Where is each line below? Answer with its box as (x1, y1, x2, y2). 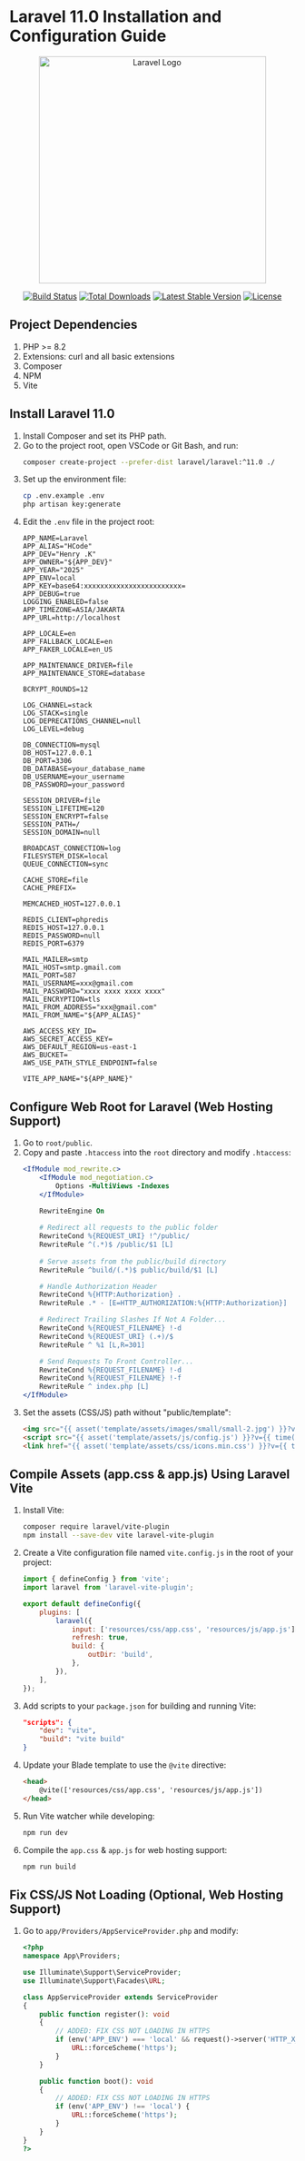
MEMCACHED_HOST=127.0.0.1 (22, 899, 121, 909)
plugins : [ (39, 1608, 81, 1617)
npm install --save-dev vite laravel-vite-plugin (22, 1531, 215, 1541)
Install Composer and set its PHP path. (22, 430, 167, 441)
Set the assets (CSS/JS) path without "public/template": (22, 1407, 231, 1418)
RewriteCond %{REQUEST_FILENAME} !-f (39, 1373, 182, 1383)
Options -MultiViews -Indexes (55, 1181, 170, 1191)
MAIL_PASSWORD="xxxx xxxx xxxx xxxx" (22, 987, 166, 996)
